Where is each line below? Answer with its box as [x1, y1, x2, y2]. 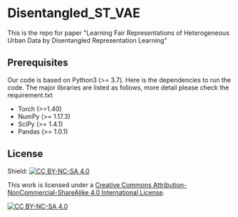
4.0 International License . [90, 188, 165, 196]
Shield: [7, 166, 28, 175]
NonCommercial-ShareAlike [7, 188, 89, 196]
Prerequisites [7, 57, 68, 69]
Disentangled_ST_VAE [7, 5, 141, 21]
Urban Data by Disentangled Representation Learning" [7, 36, 167, 44]
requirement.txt [7, 90, 53, 99]
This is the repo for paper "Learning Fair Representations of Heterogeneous [7, 28, 230, 37]
